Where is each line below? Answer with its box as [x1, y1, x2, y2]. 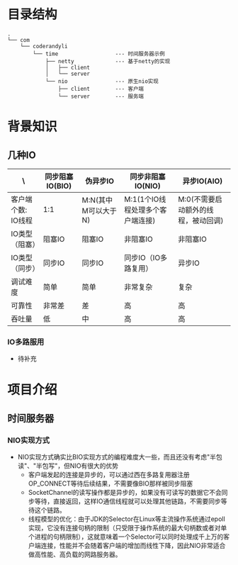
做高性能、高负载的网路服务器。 [28, 550, 122, 559]
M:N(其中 [81, 195, 113, 205]
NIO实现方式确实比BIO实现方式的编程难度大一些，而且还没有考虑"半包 [17, 453, 222, 461]
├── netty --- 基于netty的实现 [45, 57, 171, 65]
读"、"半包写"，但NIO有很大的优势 [17, 461, 119, 470]
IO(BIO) [46, 181, 72, 191]
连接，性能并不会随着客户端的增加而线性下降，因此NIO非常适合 [40, 542, 226, 550]
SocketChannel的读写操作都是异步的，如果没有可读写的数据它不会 [28, 488, 222, 497]
